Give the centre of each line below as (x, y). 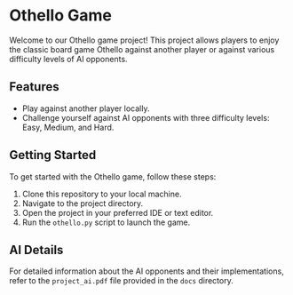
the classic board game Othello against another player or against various (142, 49)
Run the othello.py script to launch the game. (106, 222)
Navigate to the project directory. (83, 203)
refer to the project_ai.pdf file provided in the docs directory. (121, 281)
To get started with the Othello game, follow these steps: (113, 176)
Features (34, 87)
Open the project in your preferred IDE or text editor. (118, 212)
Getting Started (53, 155)
